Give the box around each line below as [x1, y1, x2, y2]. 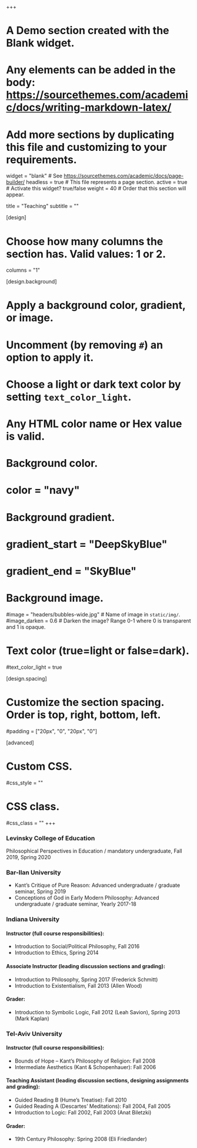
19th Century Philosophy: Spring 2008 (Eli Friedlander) [14, 1136, 147, 1143]
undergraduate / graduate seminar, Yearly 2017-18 [14, 900, 136, 908]
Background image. [6, 592, 104, 605]
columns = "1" [6, 266, 40, 274]
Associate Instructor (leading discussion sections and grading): [6, 962, 166, 969]
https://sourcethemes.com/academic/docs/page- [64, 172, 184, 180]
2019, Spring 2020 [6, 853, 51, 860]
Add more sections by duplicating [6, 128, 175, 141]
